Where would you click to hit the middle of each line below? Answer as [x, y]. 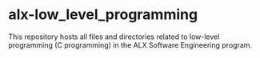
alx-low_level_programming [103, 15]
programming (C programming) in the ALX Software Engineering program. [130, 44]
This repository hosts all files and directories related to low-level [114, 37]
